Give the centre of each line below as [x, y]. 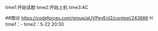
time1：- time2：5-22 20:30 [35, 24]
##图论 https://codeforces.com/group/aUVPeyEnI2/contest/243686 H [79, 18]
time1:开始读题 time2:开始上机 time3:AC [47, 7]
